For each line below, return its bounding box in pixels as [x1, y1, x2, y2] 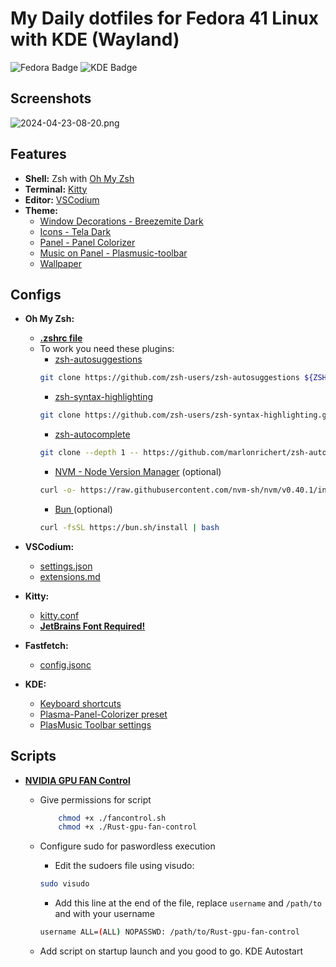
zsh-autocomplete [54, 428, 131, 441]
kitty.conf [39, 609, 80, 621]
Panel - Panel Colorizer [39, 236, 136, 248]
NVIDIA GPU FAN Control [24, 774, 131, 786]
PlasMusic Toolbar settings [39, 718, 152, 731]
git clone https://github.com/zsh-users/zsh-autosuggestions [39, 373, 300, 383]
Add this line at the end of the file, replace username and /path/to [54, 897, 322, 909]
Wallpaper [39, 257, 82, 269]
